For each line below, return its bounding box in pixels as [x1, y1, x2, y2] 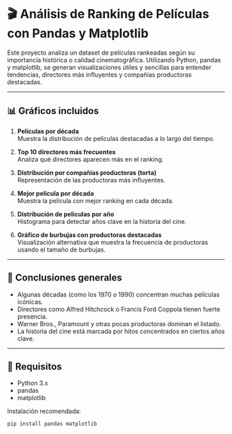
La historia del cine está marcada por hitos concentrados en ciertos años [17, 327, 225, 335]
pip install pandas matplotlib [7, 420, 97, 428]
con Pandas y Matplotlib [7, 26, 149, 41]
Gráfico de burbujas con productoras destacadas [17, 230, 162, 239]
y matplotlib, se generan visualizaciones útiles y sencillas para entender [7, 63, 212, 71]
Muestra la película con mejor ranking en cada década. [17, 196, 174, 205]
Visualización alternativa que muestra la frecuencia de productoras [17, 238, 209, 246]
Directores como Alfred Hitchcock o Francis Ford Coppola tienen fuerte [17, 305, 221, 313]
